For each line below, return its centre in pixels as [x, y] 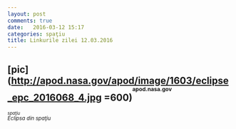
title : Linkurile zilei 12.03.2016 [60, 41]
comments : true [30, 21]
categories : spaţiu [36, 34]
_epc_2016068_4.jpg [55, 97]
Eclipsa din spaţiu [29, 118]
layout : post [27, 14]
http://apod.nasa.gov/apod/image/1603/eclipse [120, 80]
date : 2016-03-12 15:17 [46, 27]
